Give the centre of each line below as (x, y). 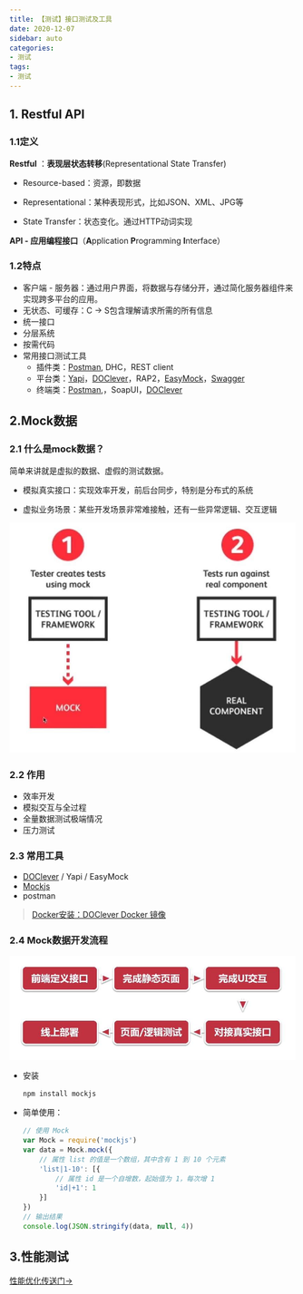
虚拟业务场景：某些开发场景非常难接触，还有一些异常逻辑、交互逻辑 (150, 509)
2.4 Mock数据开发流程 (59, 940)
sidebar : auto (36, 38)
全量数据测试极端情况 (62, 819)
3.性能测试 (39, 1257)
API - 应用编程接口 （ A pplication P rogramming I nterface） (117, 240)
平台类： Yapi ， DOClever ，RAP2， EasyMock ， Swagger (140, 378)
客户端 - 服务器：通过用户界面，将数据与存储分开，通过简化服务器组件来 (158, 287)
